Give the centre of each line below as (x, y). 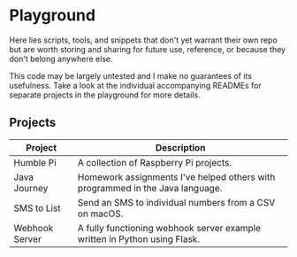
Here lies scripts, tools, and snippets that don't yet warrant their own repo (144, 40)
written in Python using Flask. (139, 238)
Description (180, 147)
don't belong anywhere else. (61, 58)
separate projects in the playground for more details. (105, 95)
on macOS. (100, 214)
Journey (31, 188)
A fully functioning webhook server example (169, 228)
